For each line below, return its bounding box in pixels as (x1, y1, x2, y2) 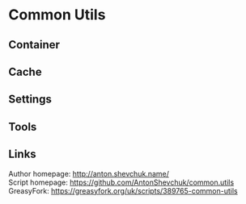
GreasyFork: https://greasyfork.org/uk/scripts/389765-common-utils (8, 185, 238, 195)
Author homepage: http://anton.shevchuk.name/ (8, 169, 170, 178)
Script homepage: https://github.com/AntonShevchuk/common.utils (8, 177, 235, 187)
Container (8, 38, 61, 52)
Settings (8, 93, 53, 106)
